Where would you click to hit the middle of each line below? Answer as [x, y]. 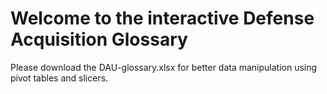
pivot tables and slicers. [59, 78]
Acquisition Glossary [99, 39]
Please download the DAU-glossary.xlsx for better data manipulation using [164, 67]
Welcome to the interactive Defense [162, 18]
